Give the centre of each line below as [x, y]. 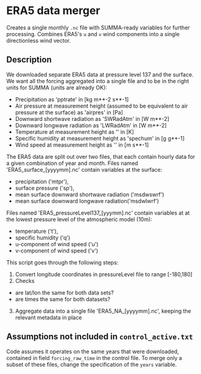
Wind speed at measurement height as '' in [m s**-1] [82, 145]
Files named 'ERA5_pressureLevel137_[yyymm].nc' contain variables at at [98, 213]
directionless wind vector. [39, 40]
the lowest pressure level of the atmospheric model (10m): [79, 219]
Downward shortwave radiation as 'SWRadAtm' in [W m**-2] [92, 119]
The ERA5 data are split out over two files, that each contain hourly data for [101, 156]
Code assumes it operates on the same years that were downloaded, [93, 351]
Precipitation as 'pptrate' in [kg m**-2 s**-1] [72, 99]
